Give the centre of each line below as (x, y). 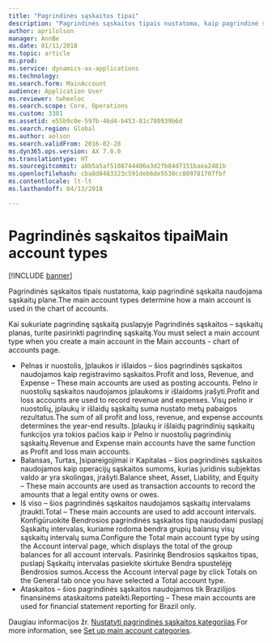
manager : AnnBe (34, 38)
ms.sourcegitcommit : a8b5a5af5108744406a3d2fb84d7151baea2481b (117, 167)
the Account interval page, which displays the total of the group (126, 546)
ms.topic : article (39, 53)
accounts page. (34, 349)
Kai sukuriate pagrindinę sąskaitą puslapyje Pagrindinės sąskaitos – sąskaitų (136, 324)
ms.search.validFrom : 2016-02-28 (65, 144)
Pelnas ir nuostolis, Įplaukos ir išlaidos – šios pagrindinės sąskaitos (131, 366)
